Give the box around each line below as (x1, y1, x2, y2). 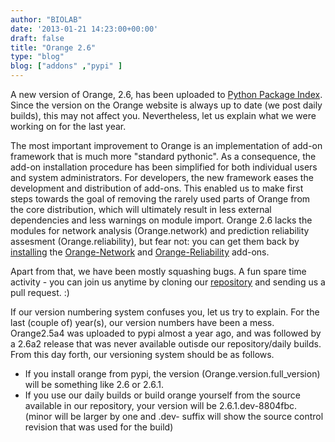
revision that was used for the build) (24, 421, 174, 433)
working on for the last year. (10, 121, 127, 132)
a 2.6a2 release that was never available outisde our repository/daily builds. (10, 338, 322, 350)
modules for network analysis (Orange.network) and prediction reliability (10, 225, 310, 236)
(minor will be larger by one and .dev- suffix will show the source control (24, 411, 324, 422)
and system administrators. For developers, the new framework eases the (10, 172, 314, 183)
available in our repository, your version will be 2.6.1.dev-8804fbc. (24, 400, 298, 411)
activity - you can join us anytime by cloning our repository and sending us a (10, 276, 326, 288)
